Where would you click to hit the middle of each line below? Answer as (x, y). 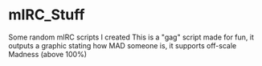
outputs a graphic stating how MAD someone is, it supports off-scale (123, 45)
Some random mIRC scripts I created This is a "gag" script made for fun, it (131, 37)
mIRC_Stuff (47, 15)
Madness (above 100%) (47, 54)
